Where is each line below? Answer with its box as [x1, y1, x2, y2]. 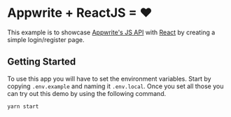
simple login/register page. [7, 35, 85, 43]
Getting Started [7, 56, 76, 68]
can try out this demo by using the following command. [7, 89, 167, 97]
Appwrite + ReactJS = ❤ [7, 5, 153, 21]
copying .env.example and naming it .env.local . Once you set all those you [7, 82, 224, 90]
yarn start [7, 103, 39, 110]
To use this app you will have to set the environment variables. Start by [7, 74, 211, 83]
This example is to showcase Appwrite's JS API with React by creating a [7, 28, 216, 36]
